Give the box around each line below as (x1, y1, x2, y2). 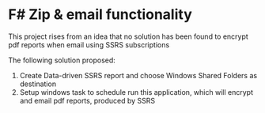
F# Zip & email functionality (8, 6, 192, 24)
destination (19, 79, 57, 89)
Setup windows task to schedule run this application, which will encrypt (19, 87, 253, 96)
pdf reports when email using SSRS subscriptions (8, 40, 170, 49)
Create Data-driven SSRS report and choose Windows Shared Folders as (19, 70, 258, 80)
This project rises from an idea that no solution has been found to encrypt (8, 32, 249, 41)
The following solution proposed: (8, 55, 116, 65)
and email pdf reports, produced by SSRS (19, 96, 156, 105)
